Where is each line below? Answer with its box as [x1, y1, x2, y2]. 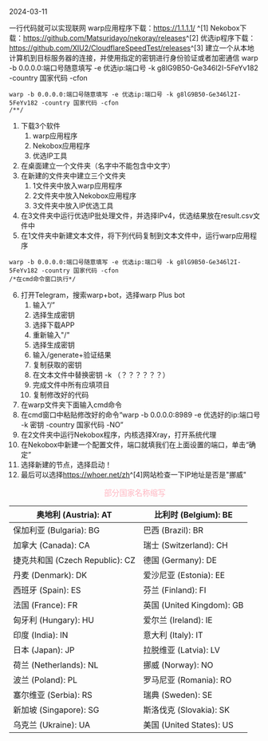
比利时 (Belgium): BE [153, 509, 234, 521]
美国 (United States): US [143, 719, 234, 731]
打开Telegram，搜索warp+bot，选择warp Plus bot [20, 291, 186, 299]
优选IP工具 [32, 151, 68, 160]
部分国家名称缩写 [104, 488, 166, 498]
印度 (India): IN [13, 630, 69, 641]
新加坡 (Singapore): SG [13, 704, 100, 715]
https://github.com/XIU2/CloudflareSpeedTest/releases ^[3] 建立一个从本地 [9, 43, 254, 53]
